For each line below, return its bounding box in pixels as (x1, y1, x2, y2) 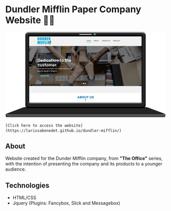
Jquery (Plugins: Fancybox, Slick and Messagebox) (12, 200, 121, 206)
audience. (5, 166, 26, 172)
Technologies (5, 181, 50, 190)
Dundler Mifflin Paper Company (5, 4, 141, 15)
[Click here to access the (5, 123, 63, 128)
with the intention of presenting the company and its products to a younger (5, 161, 163, 167)
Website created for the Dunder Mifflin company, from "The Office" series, (5, 155, 163, 161)
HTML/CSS (12, 195, 37, 201)
